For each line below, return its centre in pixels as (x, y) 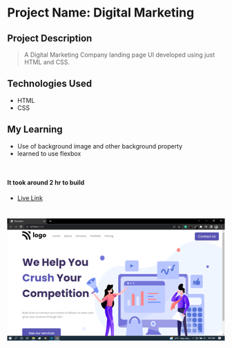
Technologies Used (49, 84)
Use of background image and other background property (100, 146)
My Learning (35, 129)
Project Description (50, 38)
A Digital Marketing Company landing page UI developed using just (119, 55)
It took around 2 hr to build (46, 183)
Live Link (30, 197)
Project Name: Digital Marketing (101, 13)
